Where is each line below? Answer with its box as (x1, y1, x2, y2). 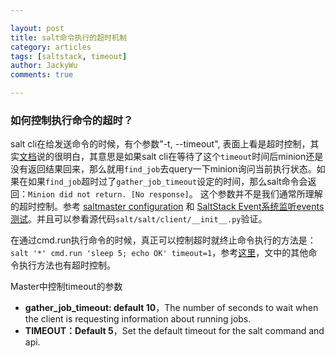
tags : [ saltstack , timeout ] (10, 51, 128, 61)
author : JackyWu (10, 61, 78, 71)
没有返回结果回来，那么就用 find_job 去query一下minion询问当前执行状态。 (10, 163, 317, 175)
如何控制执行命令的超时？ (10, 113, 134, 127)
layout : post (10, 23, 65, 33)
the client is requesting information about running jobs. (24, 313, 252, 325)
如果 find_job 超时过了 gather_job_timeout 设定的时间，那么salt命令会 (27, 176, 308, 188)
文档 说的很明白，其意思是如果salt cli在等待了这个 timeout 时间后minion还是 (19, 151, 324, 163)
